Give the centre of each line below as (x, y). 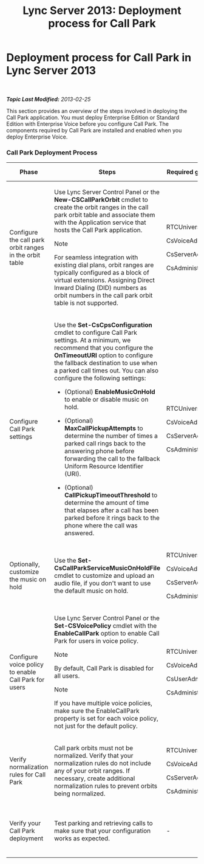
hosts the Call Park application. (98, 230)
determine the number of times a (111, 436)
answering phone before (100, 451)
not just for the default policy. (96, 726)
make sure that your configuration (103, 831)
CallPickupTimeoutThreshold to (111, 495)
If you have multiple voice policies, (104, 704)
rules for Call (28, 775)
